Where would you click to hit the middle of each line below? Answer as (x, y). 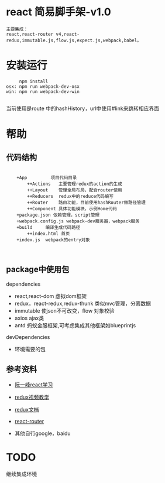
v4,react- (68, 34)
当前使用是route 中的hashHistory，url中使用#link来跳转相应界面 (83, 108)
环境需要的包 (30, 349)
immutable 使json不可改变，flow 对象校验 (65, 310)
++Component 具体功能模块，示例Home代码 (72, 208)
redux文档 (27, 409)
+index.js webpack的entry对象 (53, 240)
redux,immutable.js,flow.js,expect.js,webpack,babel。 (74, 40)
